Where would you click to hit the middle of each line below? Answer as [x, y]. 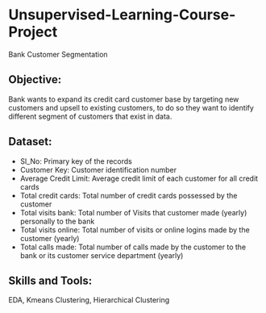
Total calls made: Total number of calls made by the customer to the [133, 247]
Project [33, 32]
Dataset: [30, 142]
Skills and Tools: [50, 280]
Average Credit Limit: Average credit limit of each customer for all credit [139, 178]
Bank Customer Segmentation [58, 54]
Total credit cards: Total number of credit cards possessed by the [129, 195]
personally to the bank [57, 221]
